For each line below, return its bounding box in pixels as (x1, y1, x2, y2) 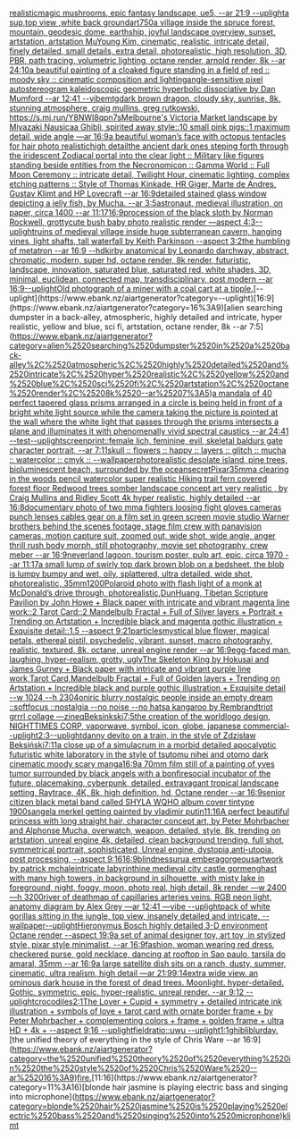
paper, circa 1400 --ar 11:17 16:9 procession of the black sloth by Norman (9, 208, 274, 217)
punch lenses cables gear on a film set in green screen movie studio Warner (9, 512, 290, 522)
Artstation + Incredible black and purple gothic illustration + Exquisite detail (9, 683, 286, 693)
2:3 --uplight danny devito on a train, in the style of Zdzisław (37, 730, 256, 741)
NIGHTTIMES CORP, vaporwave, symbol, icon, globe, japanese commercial (9, 720, 287, 731)
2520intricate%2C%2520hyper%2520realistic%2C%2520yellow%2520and (9, 369, 289, 379)
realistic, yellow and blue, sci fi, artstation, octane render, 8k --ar (9, 321, 248, 332)
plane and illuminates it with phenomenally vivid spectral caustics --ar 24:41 (9, 426, 289, 437)
